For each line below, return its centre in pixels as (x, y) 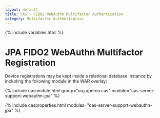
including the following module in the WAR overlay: (56, 81)
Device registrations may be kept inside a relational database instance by (79, 76)
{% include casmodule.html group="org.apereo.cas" (58, 91)
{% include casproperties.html (36, 105)
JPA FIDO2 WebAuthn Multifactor (74, 52)
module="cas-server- (133, 91)
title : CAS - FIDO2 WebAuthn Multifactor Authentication (64, 14)
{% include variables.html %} (34, 33)
